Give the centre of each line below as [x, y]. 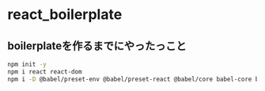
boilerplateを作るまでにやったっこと [97, 45]
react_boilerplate [65, 15]
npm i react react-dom [45, 72]
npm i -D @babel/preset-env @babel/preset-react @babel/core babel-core [130, 79]
